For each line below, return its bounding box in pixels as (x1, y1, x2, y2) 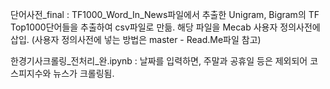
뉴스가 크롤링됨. (53, 68, 115, 79)
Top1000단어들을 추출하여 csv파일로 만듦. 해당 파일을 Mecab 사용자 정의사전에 (10, 21, 321, 33)
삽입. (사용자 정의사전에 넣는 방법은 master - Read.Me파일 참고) (10, 34, 262, 45)
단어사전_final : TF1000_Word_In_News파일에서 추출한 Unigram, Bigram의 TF (10, 9, 320, 20)
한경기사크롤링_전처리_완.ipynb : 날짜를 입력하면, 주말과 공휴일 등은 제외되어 (10, 55, 308, 67)
